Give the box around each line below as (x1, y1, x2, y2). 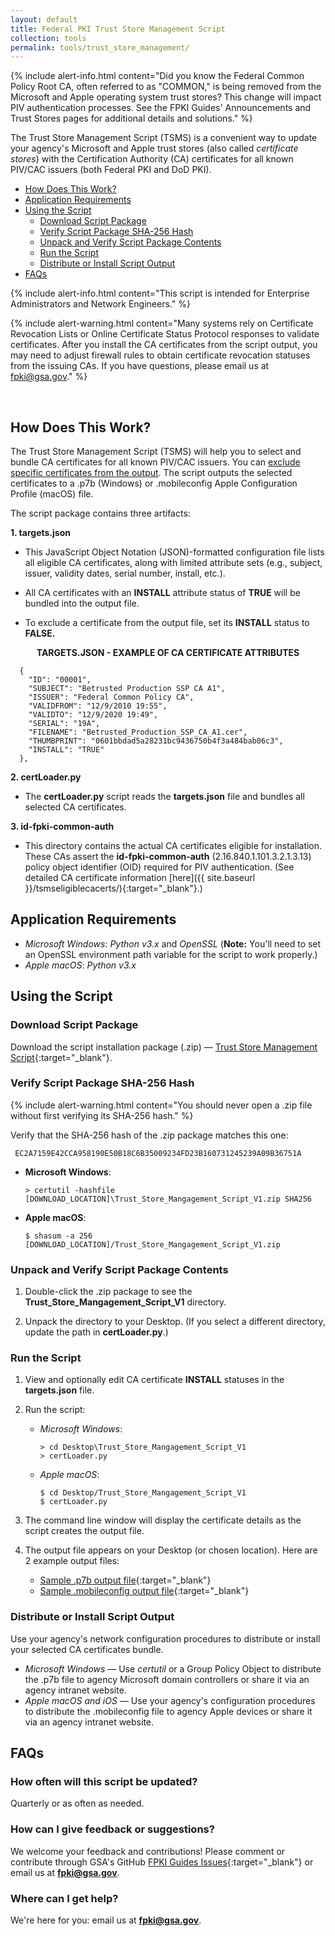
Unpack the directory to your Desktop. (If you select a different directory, (24, 1316, 326, 1328)
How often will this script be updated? (10, 1775, 198, 1789)
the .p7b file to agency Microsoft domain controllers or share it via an (24, 1673, 310, 1685)
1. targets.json (10, 527, 71, 539)
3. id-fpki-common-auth (10, 821, 115, 833)
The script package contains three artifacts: (10, 507, 191, 520)
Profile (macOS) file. (10, 488, 94, 500)
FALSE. (24, 627, 56, 640)
